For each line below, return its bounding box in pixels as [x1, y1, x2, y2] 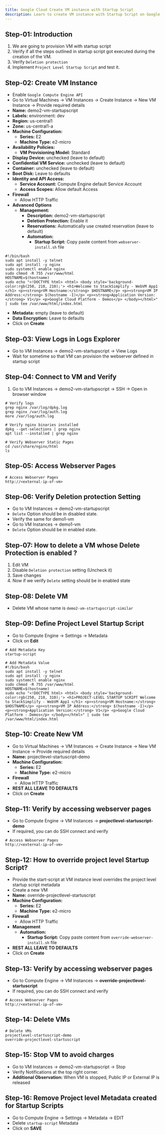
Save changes [12, 572, 41, 579]
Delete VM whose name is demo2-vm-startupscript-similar [12, 605, 133, 611]
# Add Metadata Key [5, 647, 45, 652]
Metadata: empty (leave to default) [12, 310, 84, 316]
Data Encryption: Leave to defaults [12, 315, 84, 321]
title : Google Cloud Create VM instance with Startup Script [5, 7, 134, 12]
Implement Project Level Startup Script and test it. [12, 64, 120, 70]
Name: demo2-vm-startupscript [12, 107, 78, 114]
